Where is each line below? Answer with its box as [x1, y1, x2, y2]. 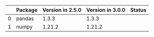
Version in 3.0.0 [86, 7, 126, 13]
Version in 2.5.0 [42, 7, 82, 13]
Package [16, 7, 38, 13]
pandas [16, 15, 34, 22]
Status [130, 7, 147, 13]
